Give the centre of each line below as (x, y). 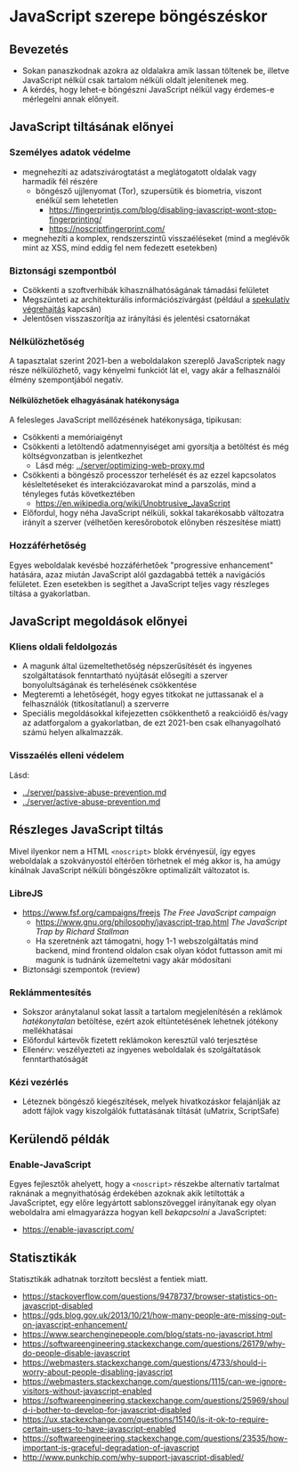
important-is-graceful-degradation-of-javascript (111, 1447)
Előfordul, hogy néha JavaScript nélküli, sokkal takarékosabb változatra (153, 513)
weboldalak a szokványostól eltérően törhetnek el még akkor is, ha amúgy (145, 861)
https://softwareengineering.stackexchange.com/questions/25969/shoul (155, 1400)
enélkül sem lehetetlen (77, 200)
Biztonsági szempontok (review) (81, 969)
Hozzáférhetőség (48, 545)
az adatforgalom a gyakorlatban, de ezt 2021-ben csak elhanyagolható (151, 723)
